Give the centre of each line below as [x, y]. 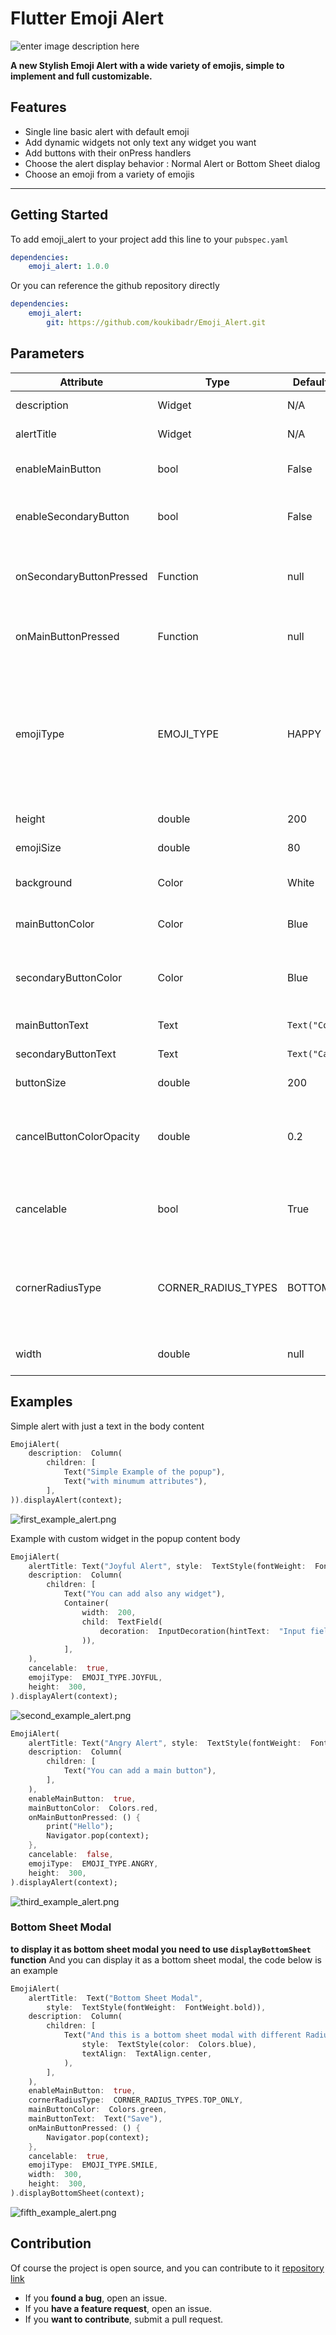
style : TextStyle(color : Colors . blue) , [169, 2045]
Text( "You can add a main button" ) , [140, 1771]
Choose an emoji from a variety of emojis [109, 174]
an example [34, 1970]
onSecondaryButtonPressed [81, 576]
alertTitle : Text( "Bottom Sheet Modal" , [115, 1998]
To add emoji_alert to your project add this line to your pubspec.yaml [149, 239]
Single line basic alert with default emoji [107, 131]
